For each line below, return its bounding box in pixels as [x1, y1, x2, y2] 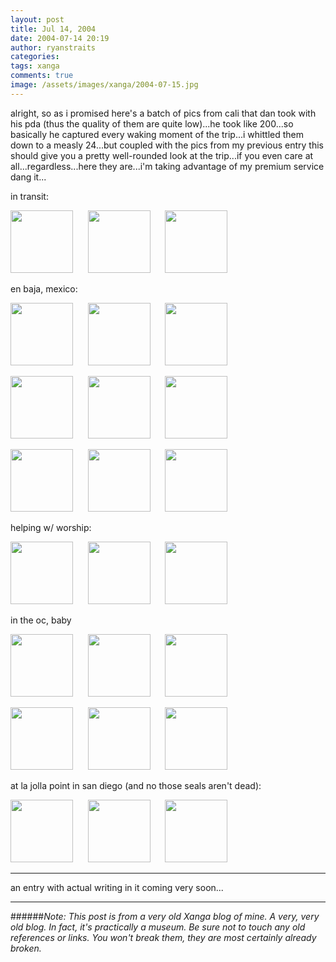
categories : [10, 52, 60, 62]
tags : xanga [10, 61, 60, 71]
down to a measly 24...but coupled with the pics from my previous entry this [10, 139, 324, 151]
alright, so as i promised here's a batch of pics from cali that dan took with [10, 107, 317, 119]
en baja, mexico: [10, 282, 78, 295]
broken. [10, 942, 42, 954]
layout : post [10, 14, 65, 25]
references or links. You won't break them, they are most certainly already [10, 931, 317, 943]
